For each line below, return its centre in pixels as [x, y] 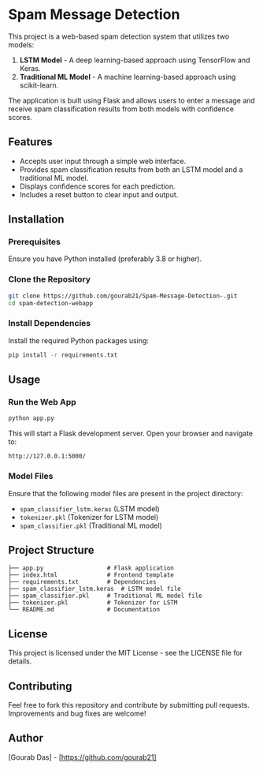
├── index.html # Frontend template [91, 575]
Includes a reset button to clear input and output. [99, 194]
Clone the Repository [50, 279]
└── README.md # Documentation [84, 610]
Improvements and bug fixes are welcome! [77, 713]
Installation [36, 220]
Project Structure [51, 550]
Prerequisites [34, 242]
